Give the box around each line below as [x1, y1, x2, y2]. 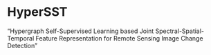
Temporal [7, 34, 35, 42]
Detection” [7, 41, 38, 49]
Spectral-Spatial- [155, 27, 205, 35]
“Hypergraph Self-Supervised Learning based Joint [7, 27, 154, 35]
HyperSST [7, 4, 68, 20]
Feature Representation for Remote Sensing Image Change [35, 34, 203, 42]
